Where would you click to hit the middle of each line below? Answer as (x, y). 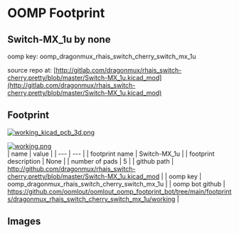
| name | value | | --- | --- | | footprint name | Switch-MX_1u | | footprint (111, 154)
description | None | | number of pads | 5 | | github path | (91, 161)
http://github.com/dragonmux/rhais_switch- (71, 169)
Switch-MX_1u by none (59, 39)
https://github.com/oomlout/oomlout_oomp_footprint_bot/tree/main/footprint (119, 191)
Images (24, 222)
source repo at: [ (32, 70)
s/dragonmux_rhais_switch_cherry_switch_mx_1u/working (91, 199)
